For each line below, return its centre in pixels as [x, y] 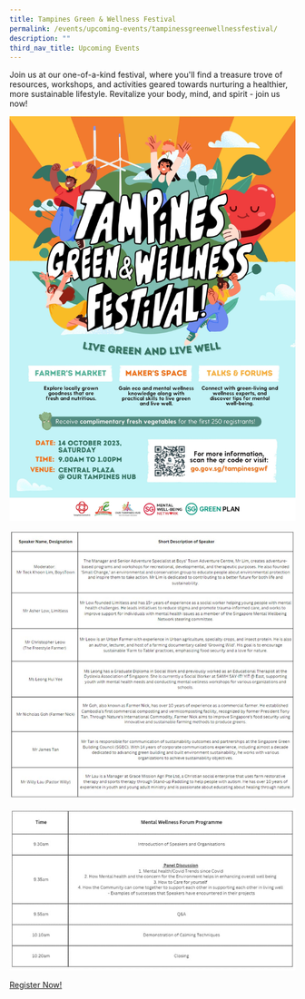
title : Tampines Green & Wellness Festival [93, 19]
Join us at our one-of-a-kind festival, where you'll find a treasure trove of [146, 75]
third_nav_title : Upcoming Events [75, 48]
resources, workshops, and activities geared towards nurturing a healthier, [149, 84]
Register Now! [36, 985]
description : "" [40, 38]
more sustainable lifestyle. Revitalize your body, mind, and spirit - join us [145, 94]
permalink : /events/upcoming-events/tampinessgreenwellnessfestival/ [144, 29]
